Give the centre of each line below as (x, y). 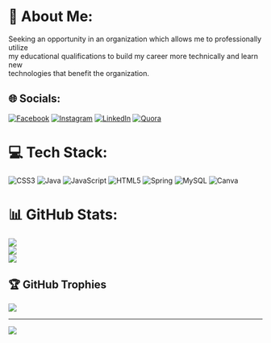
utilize (18, 47)
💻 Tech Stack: (58, 152)
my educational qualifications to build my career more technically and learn (133, 56)
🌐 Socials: (35, 99)
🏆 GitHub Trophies (58, 285)
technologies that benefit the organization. (79, 73)
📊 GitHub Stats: (63, 214)
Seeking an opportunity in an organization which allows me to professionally (135, 39)
